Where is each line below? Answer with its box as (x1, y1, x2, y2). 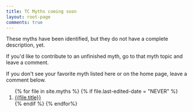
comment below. (6, 76, 46, 83)
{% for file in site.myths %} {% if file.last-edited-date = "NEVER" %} (14, 88, 178, 95)
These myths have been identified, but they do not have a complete (6, 36, 169, 43)
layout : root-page (6, 14, 51, 20)
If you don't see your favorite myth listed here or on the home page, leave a (6, 71, 188, 78)
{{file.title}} (14, 94, 41, 101)
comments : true (6, 19, 43, 25)
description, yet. (6, 41, 45, 48)
